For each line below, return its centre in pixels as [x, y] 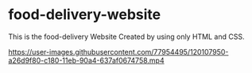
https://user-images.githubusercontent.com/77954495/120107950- [118, 52]
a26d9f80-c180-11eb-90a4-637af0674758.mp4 [86, 60]
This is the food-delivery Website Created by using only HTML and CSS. [126, 36]
